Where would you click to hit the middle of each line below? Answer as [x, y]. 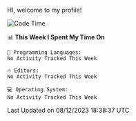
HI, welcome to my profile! [45, 10]
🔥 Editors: [23, 71]
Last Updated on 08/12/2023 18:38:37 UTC [68, 110]
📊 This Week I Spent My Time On [56, 37]
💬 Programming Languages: [44, 53]
